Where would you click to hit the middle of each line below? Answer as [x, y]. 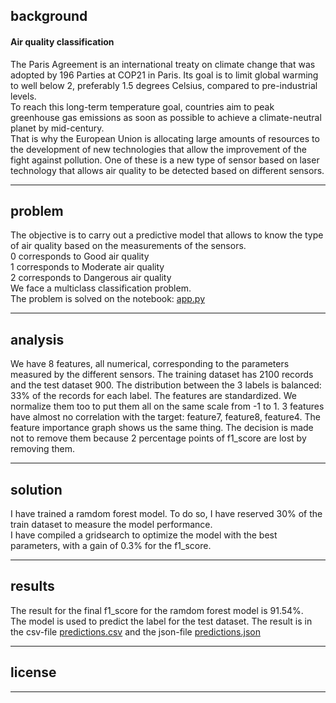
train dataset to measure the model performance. [111, 525]
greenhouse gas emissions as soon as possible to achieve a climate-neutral [166, 117]
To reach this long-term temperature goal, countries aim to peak [142, 106]
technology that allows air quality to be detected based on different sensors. [167, 170]
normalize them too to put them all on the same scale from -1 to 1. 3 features [167, 406]
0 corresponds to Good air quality [80, 256]
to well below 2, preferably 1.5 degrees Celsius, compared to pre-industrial [164, 85]
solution [36, 489]
